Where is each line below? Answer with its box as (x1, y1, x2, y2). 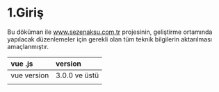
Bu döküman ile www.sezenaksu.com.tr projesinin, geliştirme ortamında (7, 28, 213, 36)
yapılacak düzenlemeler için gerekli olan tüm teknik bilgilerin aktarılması (7, 35, 212, 43)
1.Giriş (7, 5, 44, 21)
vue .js (10, 59, 33, 68)
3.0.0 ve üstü (55, 71, 99, 80)
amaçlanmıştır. (7, 42, 49, 50)
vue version (10, 71, 49, 80)
